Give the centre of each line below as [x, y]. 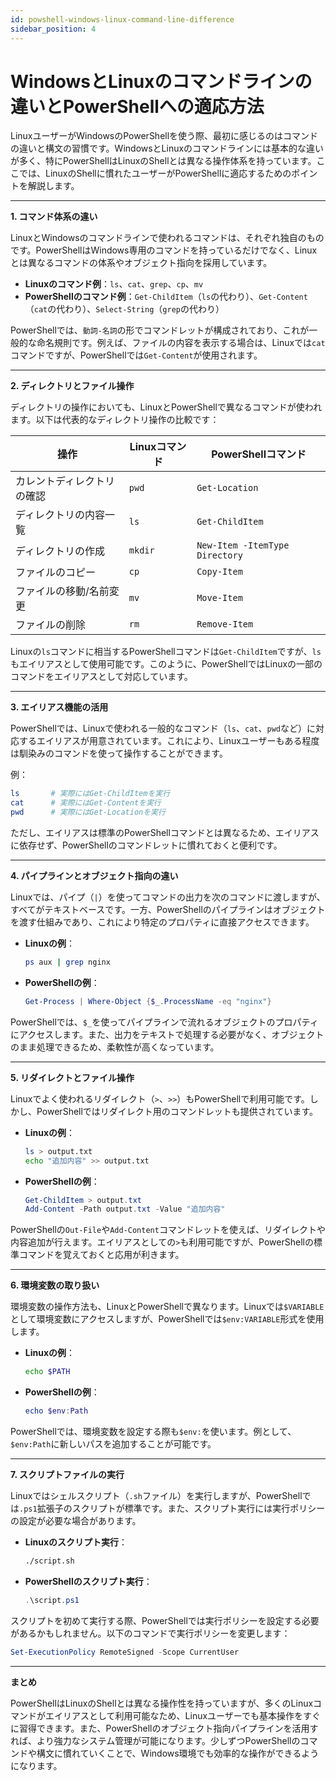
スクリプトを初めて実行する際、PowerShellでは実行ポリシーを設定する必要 [165, 1620]
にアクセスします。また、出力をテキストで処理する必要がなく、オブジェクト [167, 1034]
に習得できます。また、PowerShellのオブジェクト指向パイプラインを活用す [164, 1728]
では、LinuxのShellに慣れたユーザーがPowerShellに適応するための [155, 173]
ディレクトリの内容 [60, 515]
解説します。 [53, 186]
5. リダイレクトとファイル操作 [72, 1077]
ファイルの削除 [51, 625]
